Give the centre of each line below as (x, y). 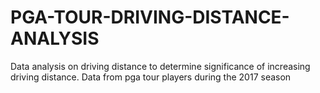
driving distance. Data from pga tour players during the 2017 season (151, 77)
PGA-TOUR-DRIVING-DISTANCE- (150, 17)
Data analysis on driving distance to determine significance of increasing (160, 66)
